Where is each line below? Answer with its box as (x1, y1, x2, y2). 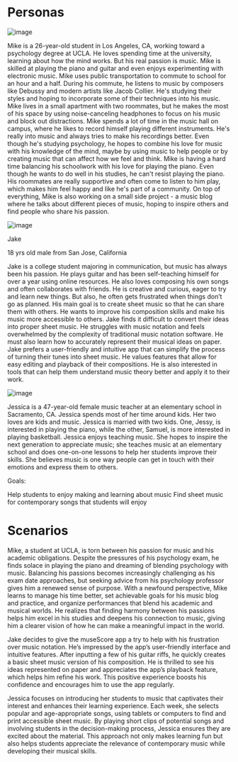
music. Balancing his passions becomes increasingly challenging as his (7, 568, 215, 577)
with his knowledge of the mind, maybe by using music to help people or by (7, 147, 228, 155)
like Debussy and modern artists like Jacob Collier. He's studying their (7, 86, 212, 95)
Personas (7, 4, 65, 21)
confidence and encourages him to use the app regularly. (7, 680, 175, 688)
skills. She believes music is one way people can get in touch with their (7, 455, 215, 464)
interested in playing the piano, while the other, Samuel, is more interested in (7, 425, 231, 433)
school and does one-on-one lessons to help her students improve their (7, 447, 217, 456)
